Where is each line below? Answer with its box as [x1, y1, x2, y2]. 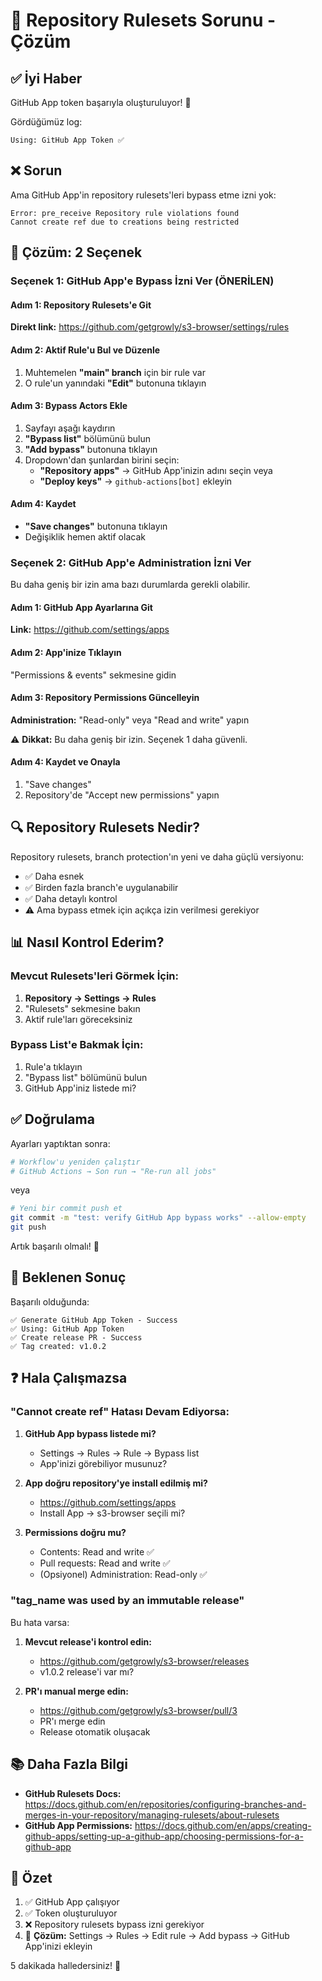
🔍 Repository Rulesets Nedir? [10, 819, 201, 836]
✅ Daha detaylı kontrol [24, 892, 118, 904]
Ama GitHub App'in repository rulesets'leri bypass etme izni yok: [10, 189, 277, 201]
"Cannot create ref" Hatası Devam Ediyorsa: [10, 1405, 230, 1419]
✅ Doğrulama [10, 1111, 95, 1128]
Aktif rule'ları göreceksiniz [24, 1013, 133, 1025]
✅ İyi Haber [10, 70, 83, 87]
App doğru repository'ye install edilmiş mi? [24, 1477, 208, 1489]
